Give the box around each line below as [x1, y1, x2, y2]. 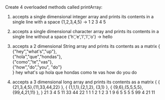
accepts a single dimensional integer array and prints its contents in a [12, 14, 154, 19]
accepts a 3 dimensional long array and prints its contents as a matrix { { [12, 79, 160, 85]
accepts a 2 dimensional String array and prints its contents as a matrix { [12, 43, 161, 49]
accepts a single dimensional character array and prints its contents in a [12, 29, 159, 34]
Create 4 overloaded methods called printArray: [5, 4, 103, 10]
